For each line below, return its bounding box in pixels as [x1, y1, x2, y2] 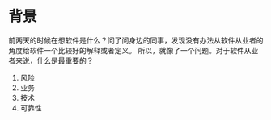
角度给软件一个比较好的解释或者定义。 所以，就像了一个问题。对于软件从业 [8, 45, 259, 55]
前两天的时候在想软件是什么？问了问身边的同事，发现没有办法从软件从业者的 [8, 35, 264, 45]
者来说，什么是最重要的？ [8, 56, 94, 65]
